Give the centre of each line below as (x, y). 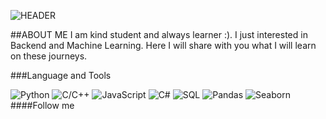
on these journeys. (49, 56)
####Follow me (42, 105)
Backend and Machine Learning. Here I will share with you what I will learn (163, 45)
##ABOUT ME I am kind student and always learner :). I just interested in (159, 34)
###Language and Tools (61, 75)
